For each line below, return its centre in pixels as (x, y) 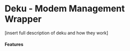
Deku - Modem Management (65, 9)
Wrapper (23, 19)
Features (14, 44)
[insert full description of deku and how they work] (57, 33)
